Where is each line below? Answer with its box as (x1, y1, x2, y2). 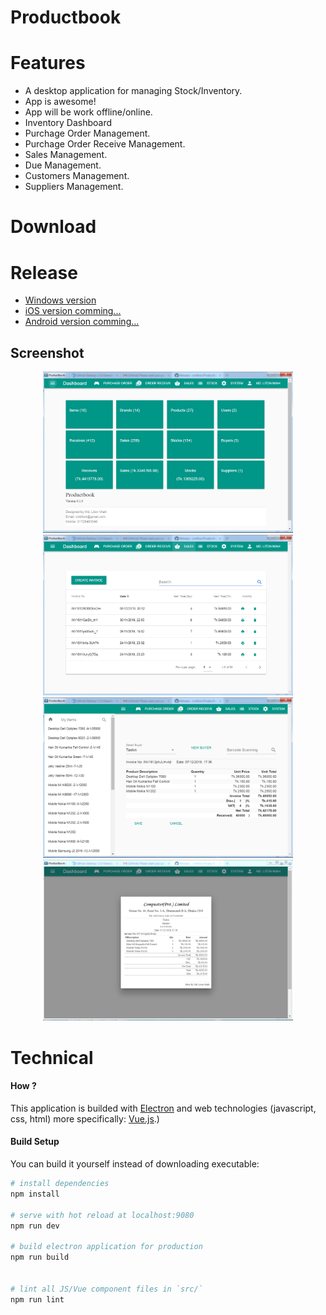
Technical (10, 1046, 94, 1069)
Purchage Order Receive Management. (24, 138, 186, 150)
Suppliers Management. (24, 181, 124, 193)
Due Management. (24, 159, 102, 171)
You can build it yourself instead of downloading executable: (10, 1158, 260, 1170)
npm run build (10, 1252, 70, 1263)
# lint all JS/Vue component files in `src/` (10, 1284, 203, 1294)
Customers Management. (24, 170, 130, 182)
